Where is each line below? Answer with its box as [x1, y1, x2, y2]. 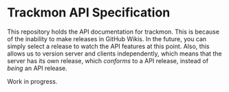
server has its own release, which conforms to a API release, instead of [7, 56, 208, 65]
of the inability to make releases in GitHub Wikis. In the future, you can [7, 34, 207, 43]
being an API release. [7, 64, 67, 72]
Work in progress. [7, 77, 58, 85]
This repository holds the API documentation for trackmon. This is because [7, 27, 220, 36]
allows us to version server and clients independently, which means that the [7, 49, 222, 58]
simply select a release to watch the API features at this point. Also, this [7, 42, 210, 50]
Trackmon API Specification [7, 5, 171, 21]
